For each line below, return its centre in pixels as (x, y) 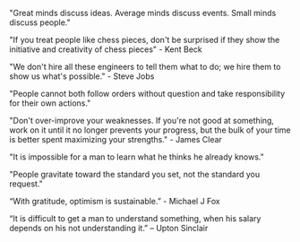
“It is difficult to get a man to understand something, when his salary (135, 218)
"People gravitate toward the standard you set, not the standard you (135, 174)
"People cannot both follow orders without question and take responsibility (147, 94)
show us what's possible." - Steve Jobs (82, 76)
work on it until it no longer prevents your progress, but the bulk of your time (150, 130)
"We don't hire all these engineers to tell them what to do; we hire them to (145, 67)
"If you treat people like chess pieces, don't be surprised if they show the (145, 40)
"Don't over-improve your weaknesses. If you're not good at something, (142, 121)
